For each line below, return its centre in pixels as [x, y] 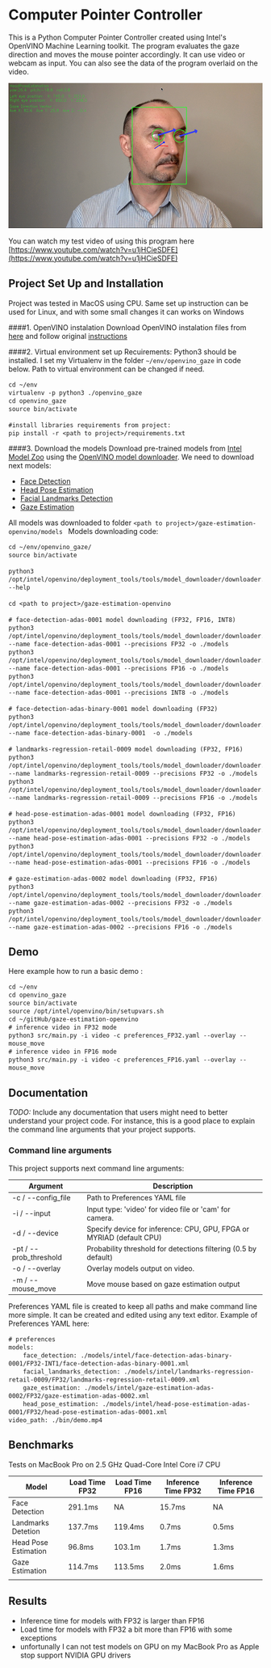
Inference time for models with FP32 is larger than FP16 [112, 1620]
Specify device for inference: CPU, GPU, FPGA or [168, 1229]
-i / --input [31, 1213]
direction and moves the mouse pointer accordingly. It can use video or [127, 54]
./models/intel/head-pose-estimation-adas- [176, 1404]
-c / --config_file [41, 1198]
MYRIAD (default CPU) [124, 1237]
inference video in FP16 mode [66, 1052]
